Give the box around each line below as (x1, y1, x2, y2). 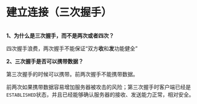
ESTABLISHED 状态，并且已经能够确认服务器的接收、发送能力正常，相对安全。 (6, 91, 195, 98)
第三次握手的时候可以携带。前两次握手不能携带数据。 (6, 70, 139, 77)
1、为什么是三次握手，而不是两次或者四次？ (6, 31, 114, 39)
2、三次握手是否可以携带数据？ (6, 57, 84, 65)
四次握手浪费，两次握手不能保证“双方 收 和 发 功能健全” (6, 45, 138, 52)
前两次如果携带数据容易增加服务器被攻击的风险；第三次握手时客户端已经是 (6, 83, 191, 91)
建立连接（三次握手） (6, 5, 113, 19)
